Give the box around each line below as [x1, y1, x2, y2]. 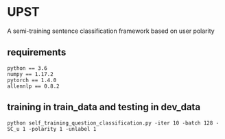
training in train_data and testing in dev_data [7, 101, 201, 113]
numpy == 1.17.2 [7, 71, 54, 77]
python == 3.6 [7, 64, 48, 72]
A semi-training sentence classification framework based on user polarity [7, 27, 215, 35]
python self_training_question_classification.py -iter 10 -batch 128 [7, 119, 213, 127]
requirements [7, 47, 67, 58]
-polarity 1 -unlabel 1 [28, 125, 97, 132]
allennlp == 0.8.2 [7, 83, 60, 90]
